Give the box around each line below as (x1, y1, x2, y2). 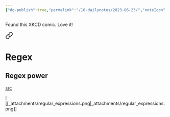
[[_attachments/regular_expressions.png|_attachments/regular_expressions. (5, 100, 165, 106)
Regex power (5, 72, 48, 80)
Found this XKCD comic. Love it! (5, 21, 73, 27)
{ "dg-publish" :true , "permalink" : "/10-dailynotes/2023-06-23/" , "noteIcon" (5, 7, 166, 13)
